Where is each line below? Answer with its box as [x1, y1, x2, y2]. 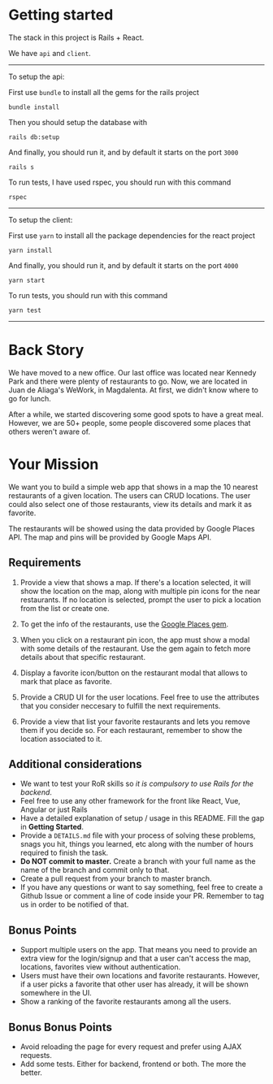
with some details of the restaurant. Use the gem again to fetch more [19, 644, 251, 653]
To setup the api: [8, 72, 65, 81]
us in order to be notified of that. [19, 900, 129, 909]
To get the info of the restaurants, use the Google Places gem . [19, 619, 229, 629]
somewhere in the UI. [19, 988, 92, 998]
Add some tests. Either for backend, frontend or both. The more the [19, 1059, 246, 1069]
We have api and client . [8, 48, 91, 58]
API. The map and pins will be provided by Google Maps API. [8, 532, 212, 542]
